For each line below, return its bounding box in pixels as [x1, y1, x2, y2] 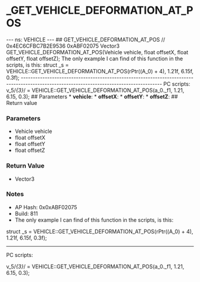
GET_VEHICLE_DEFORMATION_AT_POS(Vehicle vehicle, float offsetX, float [6, 48, 189, 55]
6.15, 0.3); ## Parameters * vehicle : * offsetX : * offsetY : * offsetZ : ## [6, 93, 179, 100]
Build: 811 [14, 210, 38, 217]
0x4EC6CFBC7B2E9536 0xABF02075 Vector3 [6, 42, 120, 49]
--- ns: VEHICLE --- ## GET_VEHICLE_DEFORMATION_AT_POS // [6, 36, 165, 43]
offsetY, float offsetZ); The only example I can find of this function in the [6, 55, 183, 62]
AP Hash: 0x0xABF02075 [14, 203, 77, 210]
